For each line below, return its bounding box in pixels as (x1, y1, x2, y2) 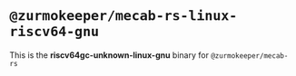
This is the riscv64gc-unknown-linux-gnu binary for (9, 49, 209, 61)
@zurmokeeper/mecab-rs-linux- (9, 7, 238, 24)
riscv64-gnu (9, 24, 100, 41)
